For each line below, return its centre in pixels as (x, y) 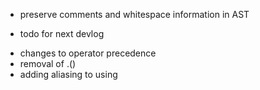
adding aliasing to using (68, 74)
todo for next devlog (62, 33)
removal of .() (48, 63)
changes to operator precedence (88, 53)
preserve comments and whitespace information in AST (134, 14)
